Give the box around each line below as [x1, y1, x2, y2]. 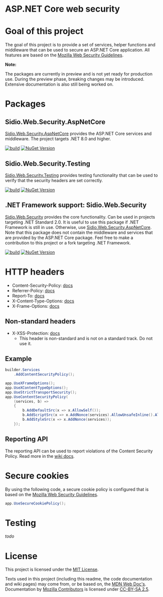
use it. [19, 340, 32, 346]
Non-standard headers [5, 317, 76, 326]
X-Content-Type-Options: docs [12, 298, 74, 304]
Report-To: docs [12, 293, 45, 298]
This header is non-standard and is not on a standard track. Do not [19, 335, 153, 341]
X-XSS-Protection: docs [12, 330, 60, 336]
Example [5, 354, 32, 363]
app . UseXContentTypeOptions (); [5, 385, 68, 390]
